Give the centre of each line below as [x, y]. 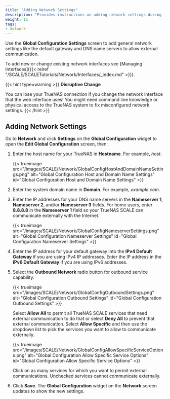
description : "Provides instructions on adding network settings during [83, 15]
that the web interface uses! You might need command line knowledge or [81, 100]
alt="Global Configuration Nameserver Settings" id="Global [74, 236]
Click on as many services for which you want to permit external [79, 370]
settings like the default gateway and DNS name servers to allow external [81, 49]
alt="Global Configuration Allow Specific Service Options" [88, 355]
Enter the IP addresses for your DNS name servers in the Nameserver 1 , [88, 199]
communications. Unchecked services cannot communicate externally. [87, 376]
